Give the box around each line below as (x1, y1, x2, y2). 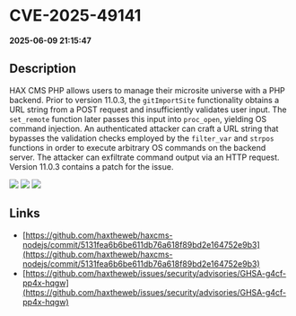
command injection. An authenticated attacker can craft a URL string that (9, 123, 279, 134)
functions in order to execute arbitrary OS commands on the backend (9, 142, 266, 153)
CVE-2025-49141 (9, 5, 142, 26)
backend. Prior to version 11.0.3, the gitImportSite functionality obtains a (9, 94, 280, 105)
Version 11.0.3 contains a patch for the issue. (9, 161, 174, 171)
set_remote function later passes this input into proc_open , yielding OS (9, 113, 267, 124)
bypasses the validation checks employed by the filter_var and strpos (9, 132, 274, 144)
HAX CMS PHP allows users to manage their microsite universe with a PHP (9, 84, 285, 95)
